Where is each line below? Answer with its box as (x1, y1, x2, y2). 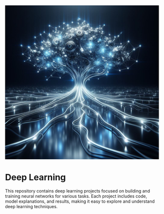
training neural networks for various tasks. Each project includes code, (5, 193, 147, 199)
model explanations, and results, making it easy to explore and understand (5, 198, 155, 204)
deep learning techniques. (5, 203, 58, 209)
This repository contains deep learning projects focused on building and (5, 188, 150, 193)
